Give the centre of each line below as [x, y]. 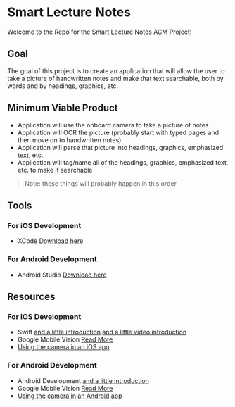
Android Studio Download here [62, 275]
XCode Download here [50, 241]
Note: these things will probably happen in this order [101, 183]
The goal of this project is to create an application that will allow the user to [116, 70]
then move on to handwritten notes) [69, 140]
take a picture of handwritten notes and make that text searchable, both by [115, 78]
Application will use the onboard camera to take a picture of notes [113, 125]
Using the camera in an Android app [70, 396]
